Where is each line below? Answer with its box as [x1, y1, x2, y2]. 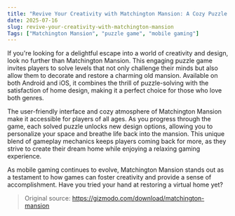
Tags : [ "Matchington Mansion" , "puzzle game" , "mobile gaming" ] [7, 29, 199, 37]
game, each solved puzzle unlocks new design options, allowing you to [7, 122, 213, 130]
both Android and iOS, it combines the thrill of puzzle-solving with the [7, 79, 209, 88]
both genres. [7, 94, 44, 102]
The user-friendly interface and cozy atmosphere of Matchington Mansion [7, 107, 222, 116]
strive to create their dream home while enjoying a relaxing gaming [7, 144, 201, 153]
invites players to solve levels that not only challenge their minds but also [7, 64, 219, 72]
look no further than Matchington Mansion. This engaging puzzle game [7, 57, 213, 65]
